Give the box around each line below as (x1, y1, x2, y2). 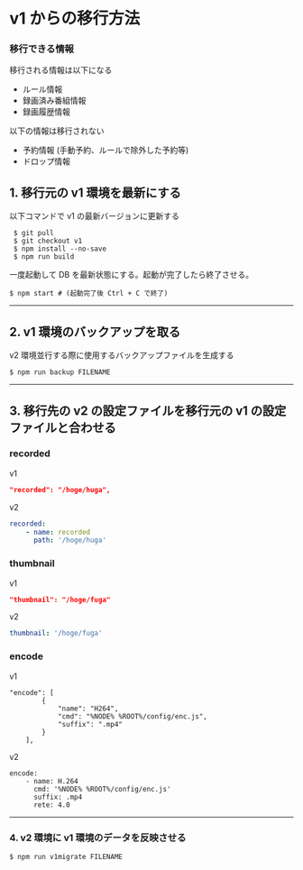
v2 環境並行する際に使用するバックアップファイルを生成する (9, 350, 234, 361)
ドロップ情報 (22, 156, 70, 167)
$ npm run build (13, 252, 75, 261)
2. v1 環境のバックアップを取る (9, 324, 181, 339)
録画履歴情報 (22, 106, 70, 117)
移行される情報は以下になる (9, 65, 113, 76)
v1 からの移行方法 (9, 8, 141, 29)
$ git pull (13, 229, 54, 238)
